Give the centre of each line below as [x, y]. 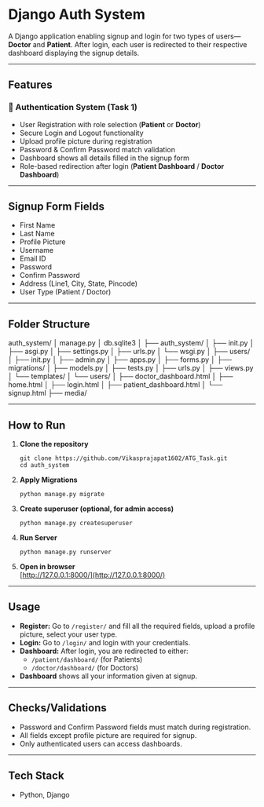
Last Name [37, 234]
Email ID [33, 259]
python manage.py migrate [62, 495]
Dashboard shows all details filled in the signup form [104, 158]
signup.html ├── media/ [48, 393]
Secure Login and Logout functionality [81, 133]
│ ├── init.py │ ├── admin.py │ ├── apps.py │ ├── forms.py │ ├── [120, 360]
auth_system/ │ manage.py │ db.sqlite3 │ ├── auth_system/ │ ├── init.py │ [131, 343]
